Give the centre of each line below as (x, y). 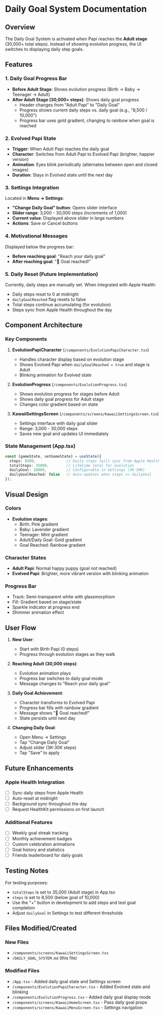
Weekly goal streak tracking (40, 833)
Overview (20, 27)
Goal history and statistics (38, 850)
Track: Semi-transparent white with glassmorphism (63, 597)
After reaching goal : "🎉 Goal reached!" (51, 261)
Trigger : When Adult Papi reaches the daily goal (61, 149)
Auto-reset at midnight (35, 798)
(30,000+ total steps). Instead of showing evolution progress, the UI (73, 44)
